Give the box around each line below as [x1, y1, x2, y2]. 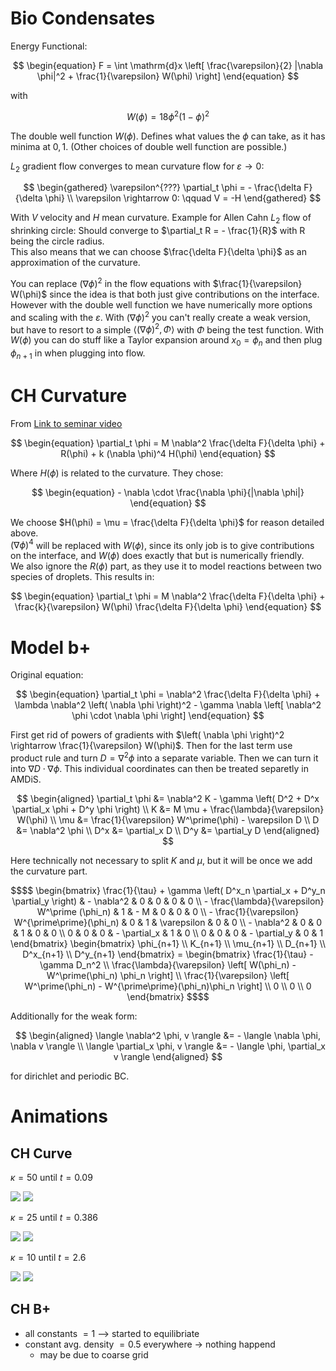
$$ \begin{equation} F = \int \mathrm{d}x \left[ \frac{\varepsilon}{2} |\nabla [12, 59, 324, 71]
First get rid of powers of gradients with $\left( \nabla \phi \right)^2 [10, 729, 285, 741]
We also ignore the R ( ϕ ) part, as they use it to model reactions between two [10, 560, 323, 572]
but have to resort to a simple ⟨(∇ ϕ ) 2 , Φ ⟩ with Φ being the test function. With [10, 322, 325, 336]
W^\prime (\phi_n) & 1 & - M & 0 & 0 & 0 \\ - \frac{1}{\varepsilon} [36, 905, 300, 917]
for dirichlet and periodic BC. [10, 1070, 130, 1082]
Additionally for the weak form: [10, 1010, 138, 1022]
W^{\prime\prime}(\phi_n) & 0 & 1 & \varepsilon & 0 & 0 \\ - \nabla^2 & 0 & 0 [13, 916, 323, 928]
